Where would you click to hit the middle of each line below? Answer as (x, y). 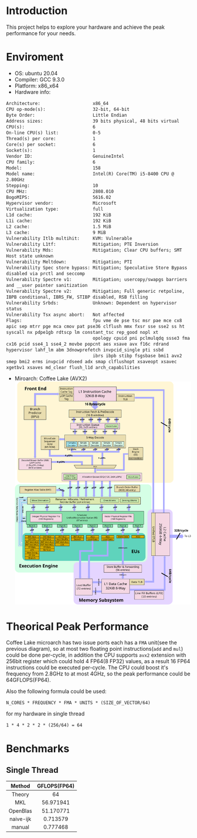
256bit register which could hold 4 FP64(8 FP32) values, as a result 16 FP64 (98, 661)
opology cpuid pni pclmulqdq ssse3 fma (142, 338)
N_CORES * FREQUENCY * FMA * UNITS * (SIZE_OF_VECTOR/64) (78, 703)
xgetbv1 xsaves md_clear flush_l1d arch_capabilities (73, 367)
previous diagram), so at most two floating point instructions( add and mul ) (95, 649)
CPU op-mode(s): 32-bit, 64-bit (68, 109)
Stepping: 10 (52, 185)
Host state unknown (30, 256)
